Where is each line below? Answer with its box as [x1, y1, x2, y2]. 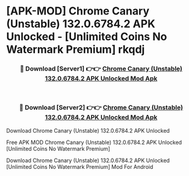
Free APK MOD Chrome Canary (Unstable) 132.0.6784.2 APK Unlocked [6, 139, 182, 146]
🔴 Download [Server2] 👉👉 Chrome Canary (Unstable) [19, 104, 184, 112]
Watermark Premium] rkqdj [6, 43, 145, 57]
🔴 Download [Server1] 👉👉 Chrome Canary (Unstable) [20, 64, 182, 73]
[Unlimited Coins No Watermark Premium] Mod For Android [6, 163, 153, 170]
